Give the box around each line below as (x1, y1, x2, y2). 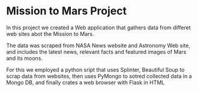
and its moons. (6, 54, 43, 62)
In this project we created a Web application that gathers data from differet (6, 24, 191, 31)
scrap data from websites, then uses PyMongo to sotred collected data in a (6, 72, 192, 79)
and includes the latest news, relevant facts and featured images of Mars (6, 48, 187, 55)
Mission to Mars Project (6, 4, 127, 18)
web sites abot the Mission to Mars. (6, 30, 94, 37)
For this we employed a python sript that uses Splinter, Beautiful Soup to (6, 66, 185, 73)
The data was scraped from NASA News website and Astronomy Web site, (6, 42, 191, 49)
